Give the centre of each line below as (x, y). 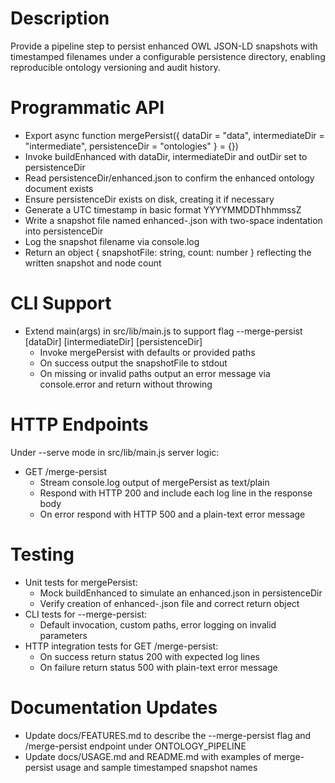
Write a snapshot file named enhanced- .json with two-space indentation (173, 220)
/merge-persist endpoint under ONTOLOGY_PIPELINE (135, 746)
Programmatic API (87, 108)
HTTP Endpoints (79, 424)
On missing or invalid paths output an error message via (155, 373)
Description (60, 18)
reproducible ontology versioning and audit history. (115, 67)
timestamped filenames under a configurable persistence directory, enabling (168, 56)
